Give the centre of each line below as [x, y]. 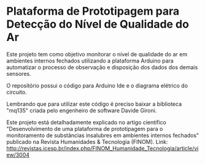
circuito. [17, 92]
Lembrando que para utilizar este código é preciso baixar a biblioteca [94, 104]
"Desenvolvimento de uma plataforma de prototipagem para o [85, 129]
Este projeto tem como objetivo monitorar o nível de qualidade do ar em [97, 54]
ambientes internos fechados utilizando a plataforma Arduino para [90, 61]
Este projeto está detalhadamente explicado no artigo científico [87, 122]
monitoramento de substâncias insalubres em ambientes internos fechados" [103, 135]
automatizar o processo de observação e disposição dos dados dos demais [102, 67]
